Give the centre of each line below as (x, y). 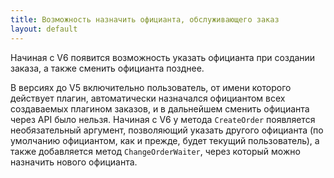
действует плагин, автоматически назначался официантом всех (148, 98)
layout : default (44, 29)
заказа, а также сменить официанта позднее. (107, 68)
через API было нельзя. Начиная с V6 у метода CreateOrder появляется (163, 119)
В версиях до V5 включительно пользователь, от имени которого (151, 87)
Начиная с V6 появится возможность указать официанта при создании (163, 57)
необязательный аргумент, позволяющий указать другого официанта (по (167, 130)
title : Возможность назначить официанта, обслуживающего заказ (145, 19)
